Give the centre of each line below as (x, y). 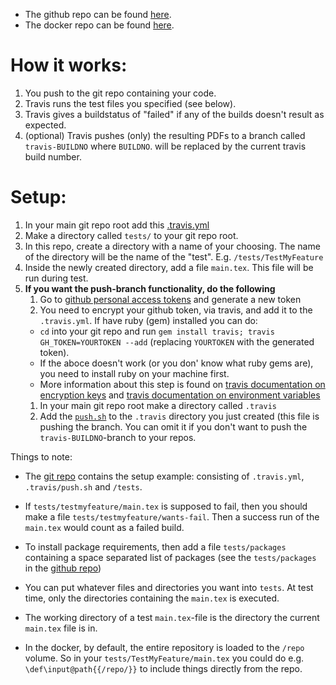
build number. (53, 156)
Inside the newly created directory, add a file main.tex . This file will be (169, 267)
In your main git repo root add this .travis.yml (117, 225)
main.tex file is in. (61, 628)
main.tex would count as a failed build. (104, 527)
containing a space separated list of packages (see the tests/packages (170, 557)
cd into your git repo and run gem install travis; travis (157, 331)
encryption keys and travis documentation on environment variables (180, 395)
